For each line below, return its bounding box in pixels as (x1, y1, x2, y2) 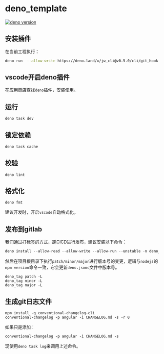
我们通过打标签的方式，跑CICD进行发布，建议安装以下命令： (5, 239, 127, 245)
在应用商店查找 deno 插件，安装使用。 (5, 87, 78, 93)
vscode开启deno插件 (5, 73, 70, 81)
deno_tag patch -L (5, 274, 42, 279)
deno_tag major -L (5, 283, 42, 288)
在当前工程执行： (5, 49, 40, 54)
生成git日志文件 (5, 297, 52, 305)
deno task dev (5, 116, 34, 121)
